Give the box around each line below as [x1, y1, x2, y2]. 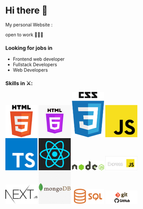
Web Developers [12, 67, 48, 73]
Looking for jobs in [5, 44, 53, 51]
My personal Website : [5, 22, 53, 28]
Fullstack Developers [12, 62, 57, 68]
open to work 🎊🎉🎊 [5, 31, 44, 37]
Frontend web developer [12, 56, 65, 62]
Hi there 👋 [5, 5, 48, 16]
